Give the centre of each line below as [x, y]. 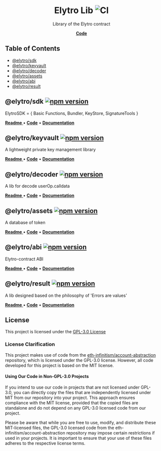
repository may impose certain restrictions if [111, 433]
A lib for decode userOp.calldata [38, 186]
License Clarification [30, 344]
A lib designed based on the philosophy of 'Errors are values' [66, 295]
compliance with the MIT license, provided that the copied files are [72, 403]
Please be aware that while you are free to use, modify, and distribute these [80, 422]
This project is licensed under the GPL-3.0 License [56, 332]
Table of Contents [33, 49]
